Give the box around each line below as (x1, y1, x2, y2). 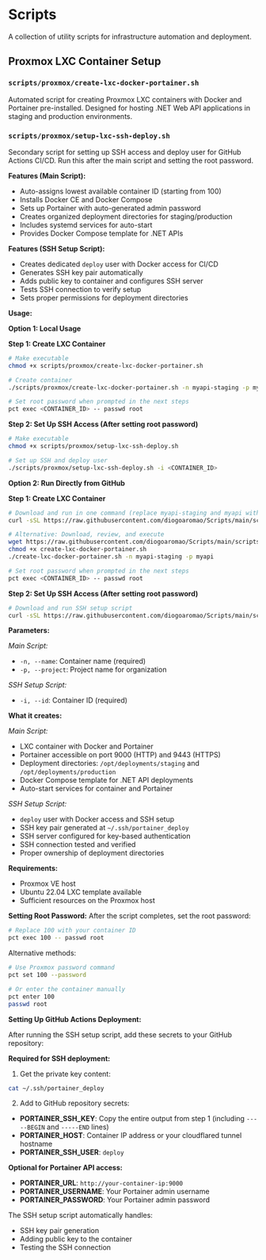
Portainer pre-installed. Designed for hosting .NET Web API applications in (8, 103, 251, 113)
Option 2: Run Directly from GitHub (8, 478, 125, 488)
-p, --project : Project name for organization (19, 664, 167, 675)
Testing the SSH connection (19, 1243, 112, 1252)
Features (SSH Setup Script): (8, 243, 105, 253)
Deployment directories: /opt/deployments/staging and (19, 759, 200, 768)
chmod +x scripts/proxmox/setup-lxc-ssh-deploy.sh (8, 442, 179, 450)
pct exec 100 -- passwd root (8, 934, 104, 942)
